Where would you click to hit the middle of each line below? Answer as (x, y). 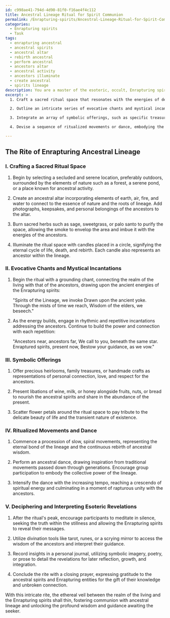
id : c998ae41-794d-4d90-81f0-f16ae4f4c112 (51, 10)
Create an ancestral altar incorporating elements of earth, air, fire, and (86, 198)
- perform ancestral (31, 62)
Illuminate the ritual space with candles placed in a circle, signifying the (87, 244)
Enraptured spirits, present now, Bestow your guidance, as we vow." (83, 347)
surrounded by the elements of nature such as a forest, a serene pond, (86, 183)
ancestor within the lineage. (41, 255)
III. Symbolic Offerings (33, 359)
